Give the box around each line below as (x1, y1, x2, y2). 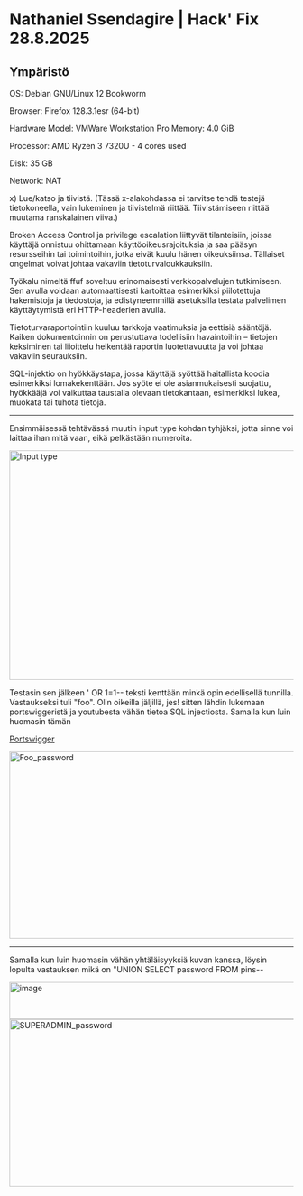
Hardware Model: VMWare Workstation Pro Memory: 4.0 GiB (9, 123, 234, 133)
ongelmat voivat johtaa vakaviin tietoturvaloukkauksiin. (9, 258, 213, 269)
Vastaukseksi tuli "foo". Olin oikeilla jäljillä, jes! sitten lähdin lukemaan (9, 697, 265, 707)
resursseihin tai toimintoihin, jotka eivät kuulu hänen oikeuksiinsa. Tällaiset (9, 249, 286, 259)
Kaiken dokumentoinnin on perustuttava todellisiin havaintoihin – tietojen (9, 332, 278, 342)
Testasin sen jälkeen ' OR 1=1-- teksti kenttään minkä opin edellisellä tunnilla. (9, 687, 294, 698)
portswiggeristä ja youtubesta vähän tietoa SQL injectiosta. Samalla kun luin (9, 706, 291, 717)
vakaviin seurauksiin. (9, 351, 87, 361)
